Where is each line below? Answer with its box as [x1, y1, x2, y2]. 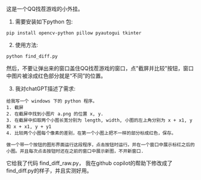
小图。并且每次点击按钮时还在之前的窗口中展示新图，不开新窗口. [6, 148, 144, 154]
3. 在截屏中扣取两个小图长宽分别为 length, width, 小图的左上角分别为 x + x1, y [6, 117, 193, 123]
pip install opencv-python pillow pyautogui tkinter [6, 30, 142, 36]
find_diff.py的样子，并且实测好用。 [6, 167, 92, 174]
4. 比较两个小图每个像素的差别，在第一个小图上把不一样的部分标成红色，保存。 [6, 130, 176, 136]
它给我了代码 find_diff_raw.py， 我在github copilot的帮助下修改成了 [6, 160, 173, 167]
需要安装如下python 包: [14, 18, 73, 25]
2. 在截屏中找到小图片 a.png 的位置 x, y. [6, 111, 104, 117]
